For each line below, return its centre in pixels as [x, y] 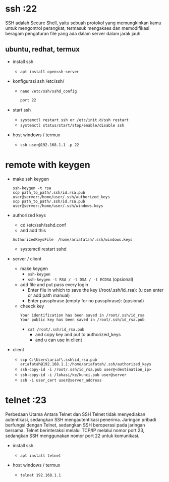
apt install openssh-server [49, 72]
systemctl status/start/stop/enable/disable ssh [72, 125]
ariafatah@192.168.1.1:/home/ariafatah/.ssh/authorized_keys [86, 364]
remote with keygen [48, 165]
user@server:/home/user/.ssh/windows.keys [58, 206]
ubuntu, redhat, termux [42, 49]
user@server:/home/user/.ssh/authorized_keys [61, 197]
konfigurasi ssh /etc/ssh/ [38, 81]
